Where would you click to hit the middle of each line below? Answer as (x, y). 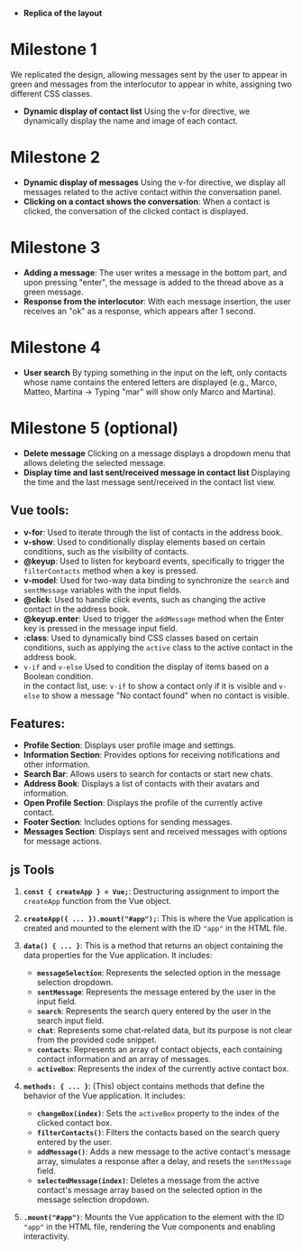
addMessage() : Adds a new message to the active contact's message (164, 1152)
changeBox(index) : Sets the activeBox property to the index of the (158, 1114)
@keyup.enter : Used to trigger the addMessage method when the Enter (154, 619)
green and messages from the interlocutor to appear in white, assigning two (151, 84)
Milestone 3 (55, 248)
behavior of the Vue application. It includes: (104, 1096)
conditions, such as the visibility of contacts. (106, 551)
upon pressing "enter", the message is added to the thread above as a (153, 282)
